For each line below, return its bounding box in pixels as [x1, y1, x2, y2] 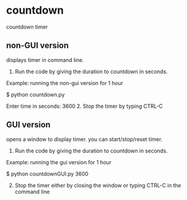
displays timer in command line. [6, 56, 85, 63]
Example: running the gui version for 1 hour [6, 158, 112, 165]
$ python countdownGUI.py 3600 [6, 170, 89, 177]
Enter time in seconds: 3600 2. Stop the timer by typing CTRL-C [6, 102, 163, 110]
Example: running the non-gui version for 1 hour [6, 79, 123, 86]
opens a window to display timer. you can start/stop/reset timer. [6, 135, 163, 143]
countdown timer [6, 23, 48, 30]
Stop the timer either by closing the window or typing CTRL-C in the [14, 182, 182, 189]
